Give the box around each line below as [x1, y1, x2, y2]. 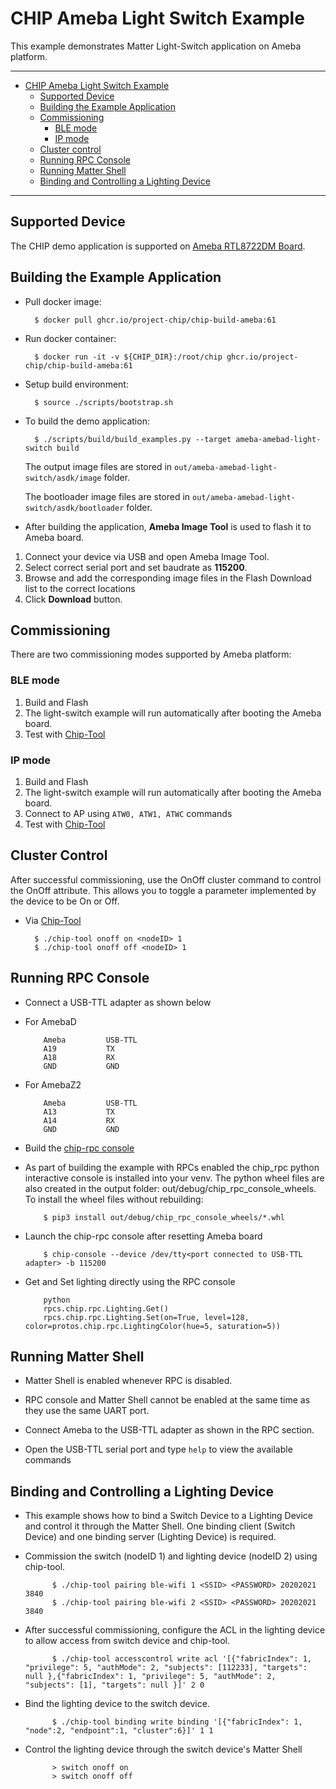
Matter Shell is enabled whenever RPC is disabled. [24, 1375, 233, 1387]
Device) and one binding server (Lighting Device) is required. [24, 1531, 277, 1543]
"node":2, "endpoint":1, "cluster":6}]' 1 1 [24, 1726, 214, 1736]
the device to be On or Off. [10, 895, 120, 907]
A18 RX [43, 1052, 115, 1062]
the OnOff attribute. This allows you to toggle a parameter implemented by [10, 884, 317, 896]
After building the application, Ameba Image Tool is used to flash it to [24, 520, 312, 532]
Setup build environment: [24, 378, 129, 390]
